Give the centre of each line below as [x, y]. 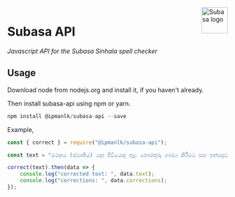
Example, [21, 129]
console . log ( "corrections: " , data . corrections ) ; [94, 181]
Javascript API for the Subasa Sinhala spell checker [83, 51]
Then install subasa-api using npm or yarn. [69, 103]
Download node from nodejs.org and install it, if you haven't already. [106, 89]
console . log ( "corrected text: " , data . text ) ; [87, 174]
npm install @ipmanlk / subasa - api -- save [67, 116]
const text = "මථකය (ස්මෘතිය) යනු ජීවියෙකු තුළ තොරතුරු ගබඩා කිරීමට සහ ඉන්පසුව [118, 155]
